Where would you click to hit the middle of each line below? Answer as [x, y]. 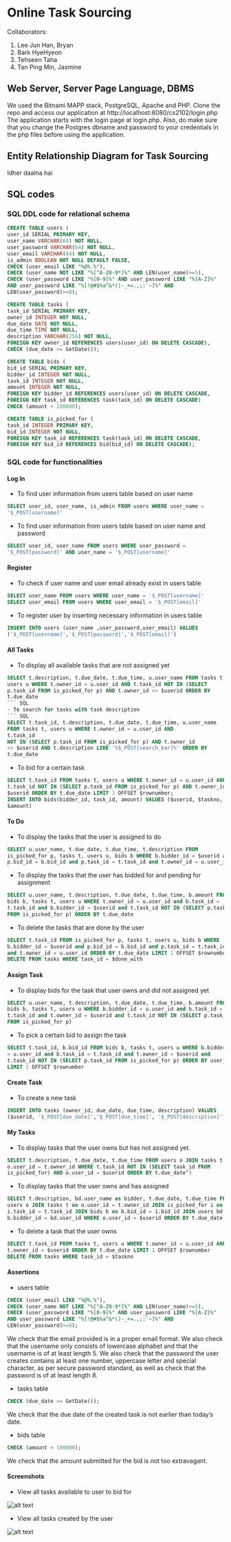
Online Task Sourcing [69, 13]
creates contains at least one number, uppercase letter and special [102, 1361]
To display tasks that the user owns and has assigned [93, 1186]
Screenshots [26, 1477]
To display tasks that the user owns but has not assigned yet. [104, 1148]
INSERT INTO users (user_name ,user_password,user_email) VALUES [102, 628]
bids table [31, 1435]
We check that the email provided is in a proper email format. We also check [115, 1339]
